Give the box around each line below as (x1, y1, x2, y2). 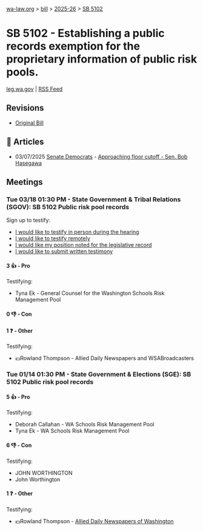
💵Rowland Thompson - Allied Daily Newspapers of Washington (15, 517, 174, 525)
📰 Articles (6, 137, 44, 147)
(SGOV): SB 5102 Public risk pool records (6, 203, 129, 211)
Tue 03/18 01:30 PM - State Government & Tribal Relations (6, 195, 181, 203)
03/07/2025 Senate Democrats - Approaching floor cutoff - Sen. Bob (15, 153, 188, 160)
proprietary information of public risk (6, 52, 198, 66)
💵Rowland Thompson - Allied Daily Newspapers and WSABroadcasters (15, 355, 194, 362)
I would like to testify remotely (15, 235, 91, 242)
